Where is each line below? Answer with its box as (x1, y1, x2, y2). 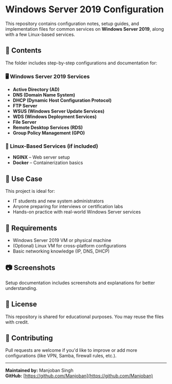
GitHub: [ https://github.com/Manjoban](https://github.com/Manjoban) (5, 373, 154, 379)
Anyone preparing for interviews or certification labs (12, 204, 123, 210)
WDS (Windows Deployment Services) (12, 114, 97, 120)
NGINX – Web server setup (12, 154, 70, 161)
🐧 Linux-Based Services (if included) (5, 142, 98, 149)
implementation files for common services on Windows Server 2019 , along (5, 26, 164, 32)
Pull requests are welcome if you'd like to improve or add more (5, 347, 137, 353)
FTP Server (12, 103, 37, 109)
